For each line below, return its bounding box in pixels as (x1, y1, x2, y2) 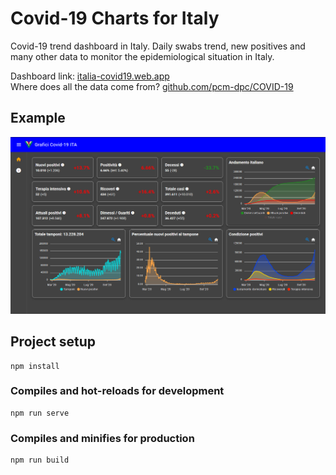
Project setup (10, 333, 97, 351)
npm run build (10, 455, 70, 466)
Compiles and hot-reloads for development (10, 384, 225, 398)
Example (10, 110, 66, 127)
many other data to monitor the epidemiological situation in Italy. (10, 50, 275, 62)
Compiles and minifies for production (10, 431, 195, 445)
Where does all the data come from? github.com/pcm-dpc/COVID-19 (10, 80, 294, 92)
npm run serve (10, 408, 70, 418)
